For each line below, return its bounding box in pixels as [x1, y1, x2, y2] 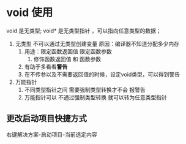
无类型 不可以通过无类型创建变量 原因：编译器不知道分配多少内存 [15, 40, 179, 47]
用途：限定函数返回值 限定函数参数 [24, 47, 112, 55]
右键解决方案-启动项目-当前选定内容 [6, 131, 97, 138]
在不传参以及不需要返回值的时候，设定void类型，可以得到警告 [24, 70, 180, 78]
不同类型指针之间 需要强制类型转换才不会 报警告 [24, 86, 146, 93]
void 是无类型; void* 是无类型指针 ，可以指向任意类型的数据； [6, 27, 162, 34]
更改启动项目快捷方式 [6, 113, 87, 124]
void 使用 [6, 6, 53, 20]
